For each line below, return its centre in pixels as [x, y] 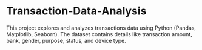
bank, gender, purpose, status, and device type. [66, 40]
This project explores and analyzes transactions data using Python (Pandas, [101, 28]
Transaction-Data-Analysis [76, 11]
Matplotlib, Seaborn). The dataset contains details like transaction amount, [99, 34]
